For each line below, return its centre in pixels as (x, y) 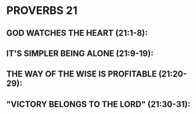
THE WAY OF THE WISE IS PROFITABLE (82, 74)
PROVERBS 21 (42, 11)
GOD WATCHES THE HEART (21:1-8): (77, 33)
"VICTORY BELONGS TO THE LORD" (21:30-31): (98, 104)
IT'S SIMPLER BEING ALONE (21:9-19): (80, 53)
